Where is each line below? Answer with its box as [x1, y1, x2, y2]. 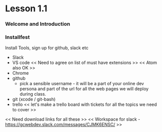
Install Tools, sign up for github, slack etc [5, 45, 89, 51]
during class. [19, 91, 46, 97]
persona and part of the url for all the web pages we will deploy [19, 86, 149, 92]
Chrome [12, 70, 29, 76]
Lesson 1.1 [5, 3, 48, 14]
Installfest [5, 34, 30, 41]
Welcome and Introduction [5, 21, 71, 28]
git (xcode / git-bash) [12, 97, 56, 102]
